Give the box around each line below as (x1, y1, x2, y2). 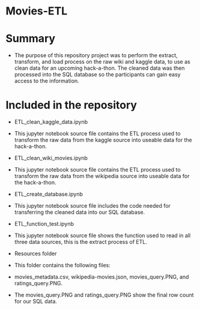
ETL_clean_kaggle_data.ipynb (14, 119, 88, 126)
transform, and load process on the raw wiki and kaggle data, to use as (14, 58, 190, 66)
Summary (5, 32, 55, 46)
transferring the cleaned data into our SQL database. (14, 209, 145, 216)
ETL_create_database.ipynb (14, 191, 83, 198)
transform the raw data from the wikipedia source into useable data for (14, 173, 190, 180)
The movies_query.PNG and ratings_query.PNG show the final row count (14, 291, 194, 299)
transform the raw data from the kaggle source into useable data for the (14, 137, 193, 144)
